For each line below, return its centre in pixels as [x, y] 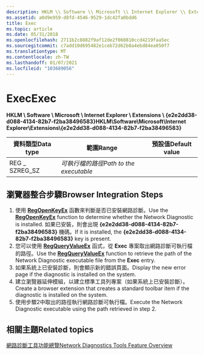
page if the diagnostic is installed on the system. [76, 274]
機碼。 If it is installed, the [90, 232]
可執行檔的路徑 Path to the [98, 163]
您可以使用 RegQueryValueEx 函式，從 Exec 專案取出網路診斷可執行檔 [104, 246]
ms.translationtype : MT [36, 52]
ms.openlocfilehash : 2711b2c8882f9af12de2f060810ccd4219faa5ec [88, 40]
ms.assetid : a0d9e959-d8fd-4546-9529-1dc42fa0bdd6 [72, 18]
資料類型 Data [32, 144]
